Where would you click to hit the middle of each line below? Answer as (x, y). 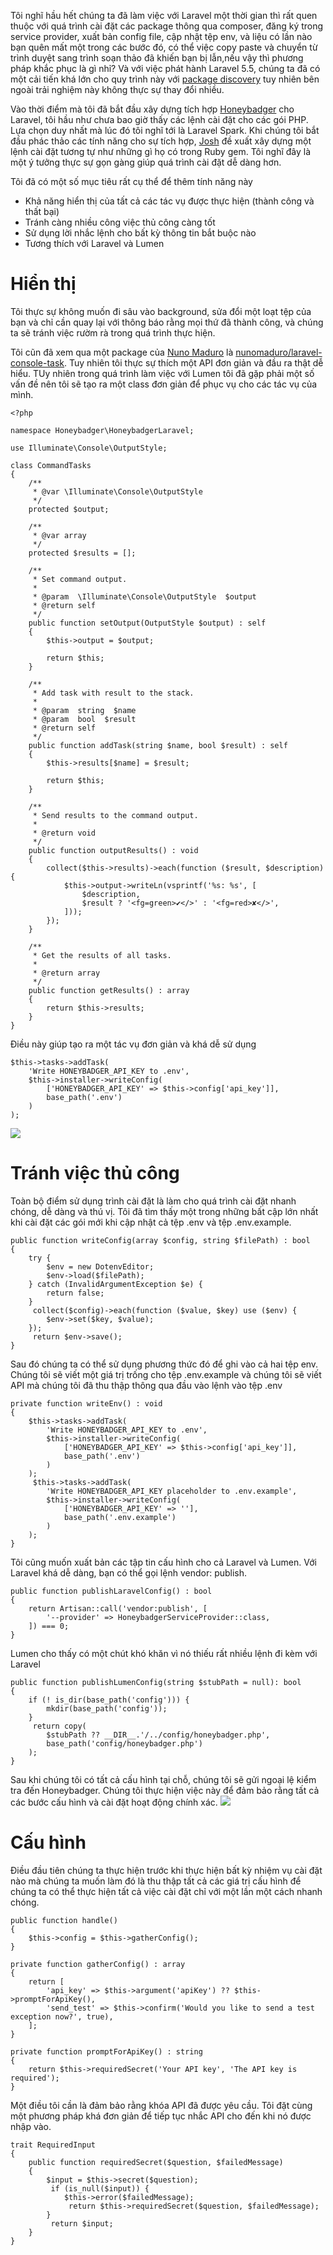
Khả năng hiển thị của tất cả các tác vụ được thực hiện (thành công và (169, 201)
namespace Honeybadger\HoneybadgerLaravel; (102, 430)
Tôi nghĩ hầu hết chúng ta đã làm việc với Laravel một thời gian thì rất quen (164, 15)
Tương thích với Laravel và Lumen (94, 243)
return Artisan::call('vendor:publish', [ (118, 1608)
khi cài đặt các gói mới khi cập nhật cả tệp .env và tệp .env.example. (151, 1222)
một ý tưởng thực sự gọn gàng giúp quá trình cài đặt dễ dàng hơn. (146, 162)
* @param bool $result (84, 719)
